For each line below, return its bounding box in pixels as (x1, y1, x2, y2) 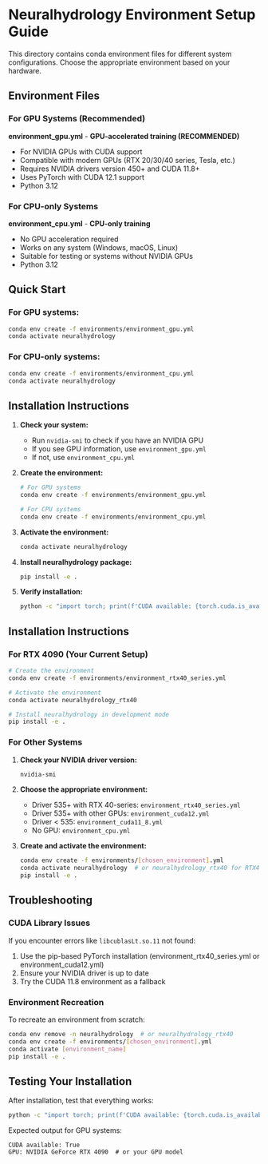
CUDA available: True (8, 1141, 81, 1150)
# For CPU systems (19, 505, 81, 513)
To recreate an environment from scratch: (8, 1015, 145, 1024)
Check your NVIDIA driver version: (19, 755, 137, 765)
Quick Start (8, 283, 66, 296)
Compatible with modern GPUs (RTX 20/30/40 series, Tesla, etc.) (19, 155, 235, 165)
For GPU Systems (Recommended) (8, 113, 146, 125)
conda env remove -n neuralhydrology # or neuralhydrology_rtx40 (8, 1031, 234, 1039)
